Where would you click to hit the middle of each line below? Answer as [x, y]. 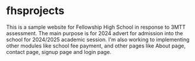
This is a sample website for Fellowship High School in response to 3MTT [96, 27]
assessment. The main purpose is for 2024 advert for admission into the [95, 33]
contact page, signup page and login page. [59, 52]
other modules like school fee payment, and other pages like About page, [96, 46]
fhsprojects [35, 11]
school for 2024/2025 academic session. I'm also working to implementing [98, 39]
